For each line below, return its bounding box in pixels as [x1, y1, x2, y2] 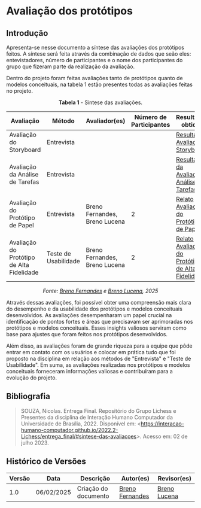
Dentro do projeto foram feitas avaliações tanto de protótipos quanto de [6, 75, 184, 81]
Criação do [77, 484, 108, 492]
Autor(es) [121, 474, 150, 482]
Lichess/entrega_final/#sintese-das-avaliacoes [20, 433, 137, 440]
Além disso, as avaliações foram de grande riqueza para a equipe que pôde [6, 342, 193, 349]
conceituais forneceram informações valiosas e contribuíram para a [6, 368, 173, 375]
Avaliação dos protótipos [6, 4, 133, 18]
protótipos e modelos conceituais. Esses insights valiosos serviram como [6, 324, 187, 331]
